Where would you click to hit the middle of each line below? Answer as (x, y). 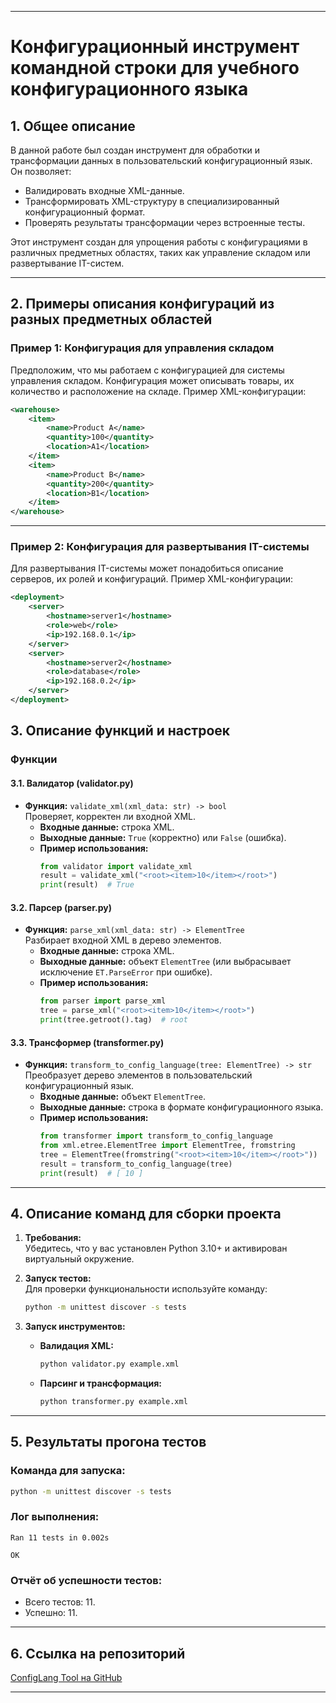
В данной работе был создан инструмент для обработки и (135, 150)
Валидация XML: (76, 1346)
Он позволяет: (41, 171)
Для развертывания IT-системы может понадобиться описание (147, 568)
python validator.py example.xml (109, 1364)
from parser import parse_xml (103, 1001)
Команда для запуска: (68, 1471)
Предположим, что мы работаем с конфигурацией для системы (147, 370)
